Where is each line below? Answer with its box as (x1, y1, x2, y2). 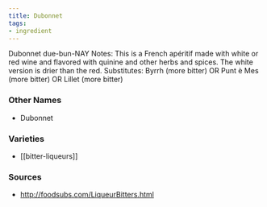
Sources (8, 171, 42, 182)
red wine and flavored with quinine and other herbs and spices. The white (8, 57, 254, 67)
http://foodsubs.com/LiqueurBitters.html (19, 190, 155, 200)
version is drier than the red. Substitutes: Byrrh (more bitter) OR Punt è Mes (8, 66, 260, 76)
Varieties (8, 133, 44, 144)
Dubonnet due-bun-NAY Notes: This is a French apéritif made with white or (8, 49, 259, 59)
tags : (8, 19, 27, 27)
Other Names (8, 94, 62, 106)
